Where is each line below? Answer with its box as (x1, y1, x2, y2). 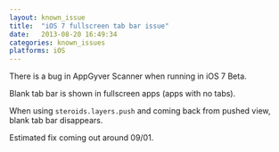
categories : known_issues (9, 38, 105, 47)
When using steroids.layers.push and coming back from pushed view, (9, 106, 271, 116)
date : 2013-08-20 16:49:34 (9, 30, 118, 38)
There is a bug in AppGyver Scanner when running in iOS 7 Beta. (9, 71, 247, 81)
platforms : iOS (9, 46, 66, 55)
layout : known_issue (9, 13, 86, 22)
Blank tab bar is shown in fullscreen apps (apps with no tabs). (9, 89, 236, 99)
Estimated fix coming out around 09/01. (9, 132, 154, 143)
